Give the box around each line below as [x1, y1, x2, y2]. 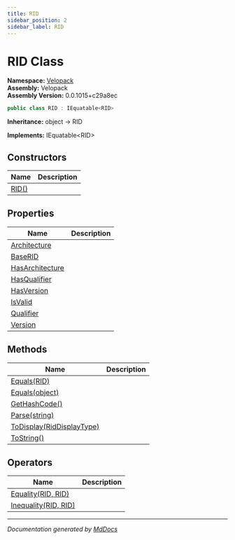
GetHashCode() [10, 399, 63, 408]
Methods [7, 343, 48, 355]
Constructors [7, 151, 67, 163]
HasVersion [10, 285, 49, 295]
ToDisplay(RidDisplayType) [10, 421, 100, 431]
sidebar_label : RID [7, 23, 64, 30]
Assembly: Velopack [7, 84, 69, 92]
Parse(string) [10, 410, 55, 420]
